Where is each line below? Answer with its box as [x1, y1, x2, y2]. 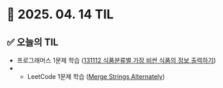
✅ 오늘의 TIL [6, 36, 59, 48]
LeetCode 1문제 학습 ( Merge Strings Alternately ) [27, 73, 165, 80]
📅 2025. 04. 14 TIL [6, 6, 114, 23]
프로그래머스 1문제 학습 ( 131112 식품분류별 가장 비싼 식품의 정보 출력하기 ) [16, 56, 216, 64]
